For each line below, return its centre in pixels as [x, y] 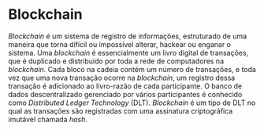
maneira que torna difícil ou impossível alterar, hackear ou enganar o [119, 44]
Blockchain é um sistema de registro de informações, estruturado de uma [128, 36]
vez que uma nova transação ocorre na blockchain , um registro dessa [122, 78]
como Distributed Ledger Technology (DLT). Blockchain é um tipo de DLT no [132, 103]
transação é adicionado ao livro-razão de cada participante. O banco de [125, 86]
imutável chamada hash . [48, 119]
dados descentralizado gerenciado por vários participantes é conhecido [125, 94]
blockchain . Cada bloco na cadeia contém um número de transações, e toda [132, 69]
